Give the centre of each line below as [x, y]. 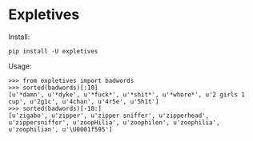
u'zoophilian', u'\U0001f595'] [60, 129]
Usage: [20, 66]
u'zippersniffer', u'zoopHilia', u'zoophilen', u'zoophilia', [114, 122]
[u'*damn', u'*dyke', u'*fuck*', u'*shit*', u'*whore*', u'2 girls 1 [127, 94]
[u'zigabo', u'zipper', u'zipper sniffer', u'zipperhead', [109, 116]
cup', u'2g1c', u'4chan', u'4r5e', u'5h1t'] [84, 101]
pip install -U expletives [53, 51]
